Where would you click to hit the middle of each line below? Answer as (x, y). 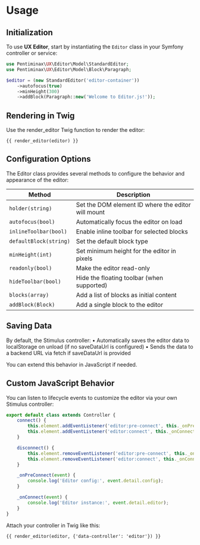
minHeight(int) (31, 255)
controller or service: (32, 53)
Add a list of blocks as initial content (126, 295)
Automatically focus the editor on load (129, 221)
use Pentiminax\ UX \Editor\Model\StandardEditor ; (68, 64)
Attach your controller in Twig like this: (53, 525)
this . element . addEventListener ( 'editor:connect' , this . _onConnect (112, 432)
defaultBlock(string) (40, 241)
